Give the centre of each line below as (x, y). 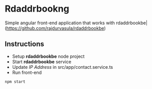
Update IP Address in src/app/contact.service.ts (63, 67)
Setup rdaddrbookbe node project (48, 56)
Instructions (24, 44)
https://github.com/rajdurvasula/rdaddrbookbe (55, 28)
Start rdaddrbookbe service (42, 62)
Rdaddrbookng (37, 9)
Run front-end (27, 72)
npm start (15, 81)
